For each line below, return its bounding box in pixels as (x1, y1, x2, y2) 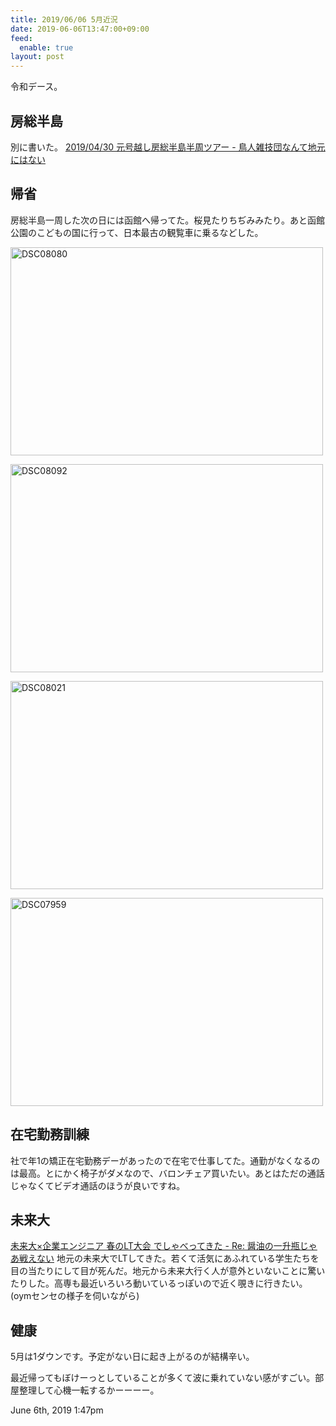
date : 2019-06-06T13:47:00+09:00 (10, 24, 150, 34)
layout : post (10, 52, 65, 62)
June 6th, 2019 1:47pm (10, 1404, 104, 1416)
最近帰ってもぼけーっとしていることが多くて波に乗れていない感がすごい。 (10, 1372, 316, 1384)
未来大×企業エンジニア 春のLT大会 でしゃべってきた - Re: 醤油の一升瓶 (10, 1240, 300, 1252)
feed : (10, 33, 33, 43)
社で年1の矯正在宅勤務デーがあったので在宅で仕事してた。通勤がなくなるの (10, 1154, 321, 1166)
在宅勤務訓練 (10, 1126, 90, 1143)
